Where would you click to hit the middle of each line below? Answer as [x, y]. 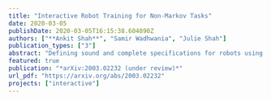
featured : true [34, 61]
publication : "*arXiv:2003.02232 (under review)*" [96, 69]
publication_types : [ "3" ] [52, 46]
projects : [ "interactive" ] [54, 83]
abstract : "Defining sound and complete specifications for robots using [136, 53]
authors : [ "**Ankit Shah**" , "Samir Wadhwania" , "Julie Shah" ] [118, 38]
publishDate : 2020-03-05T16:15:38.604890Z [81, 31]
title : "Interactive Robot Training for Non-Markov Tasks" [110, 16]
